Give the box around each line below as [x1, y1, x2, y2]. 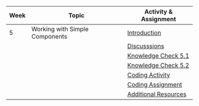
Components [31, 33, 68, 40]
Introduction [127, 29, 162, 37]
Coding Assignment [127, 81, 182, 88]
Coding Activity [127, 71, 171, 79]
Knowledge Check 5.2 [127, 62, 190, 69]
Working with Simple [31, 25, 89, 33]
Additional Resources [127, 90, 187, 98]
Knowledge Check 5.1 [127, 52, 190, 60]
